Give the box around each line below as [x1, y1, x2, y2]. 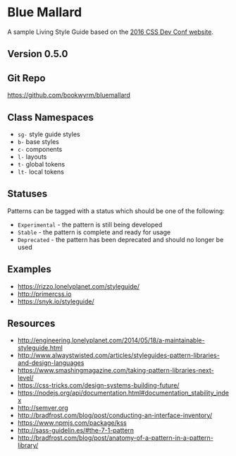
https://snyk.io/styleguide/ [17, 297, 95, 306]
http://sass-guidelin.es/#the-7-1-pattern [17, 426, 135, 435]
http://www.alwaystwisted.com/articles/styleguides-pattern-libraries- [17, 351, 220, 360]
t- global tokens [17, 160, 66, 168]
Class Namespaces [7, 111, 94, 124]
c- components [17, 145, 63, 153]
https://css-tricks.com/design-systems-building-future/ [17, 381, 180, 390]
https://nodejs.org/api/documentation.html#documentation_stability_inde [17, 389, 229, 397]
